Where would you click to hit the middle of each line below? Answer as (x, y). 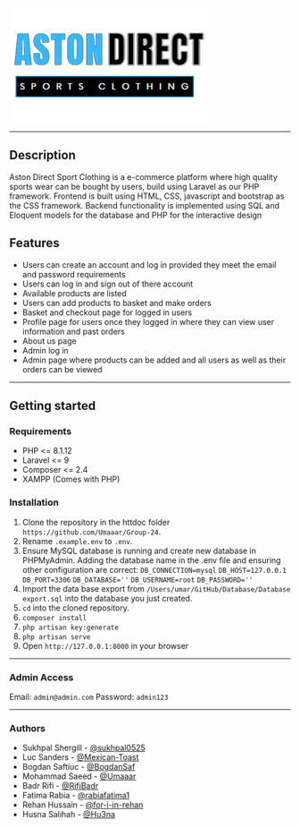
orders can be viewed (62, 369)
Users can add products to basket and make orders (117, 303)
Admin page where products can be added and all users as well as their (154, 360)
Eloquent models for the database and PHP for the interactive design (136, 215)
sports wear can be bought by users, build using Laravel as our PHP (134, 186)
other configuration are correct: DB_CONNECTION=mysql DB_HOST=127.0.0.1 (154, 569)
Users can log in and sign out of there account (108, 284)
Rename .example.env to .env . (77, 541)
